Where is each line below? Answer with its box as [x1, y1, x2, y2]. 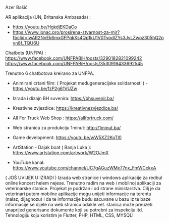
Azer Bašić [5, 5, 28, 10]
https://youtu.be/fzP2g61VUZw [12, 85, 77, 92]
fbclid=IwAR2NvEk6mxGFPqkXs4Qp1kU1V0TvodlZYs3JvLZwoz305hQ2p [12, 35, 164, 40]
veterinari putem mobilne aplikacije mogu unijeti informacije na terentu [5, 191, 151, 197]
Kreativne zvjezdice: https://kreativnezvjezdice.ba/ [12, 105, 119, 111]
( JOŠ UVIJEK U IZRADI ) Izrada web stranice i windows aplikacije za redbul [5, 174, 162, 181]
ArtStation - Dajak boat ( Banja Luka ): [12, 144, 92, 150]
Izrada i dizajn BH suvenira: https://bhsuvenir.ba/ [12, 96, 115, 101]
